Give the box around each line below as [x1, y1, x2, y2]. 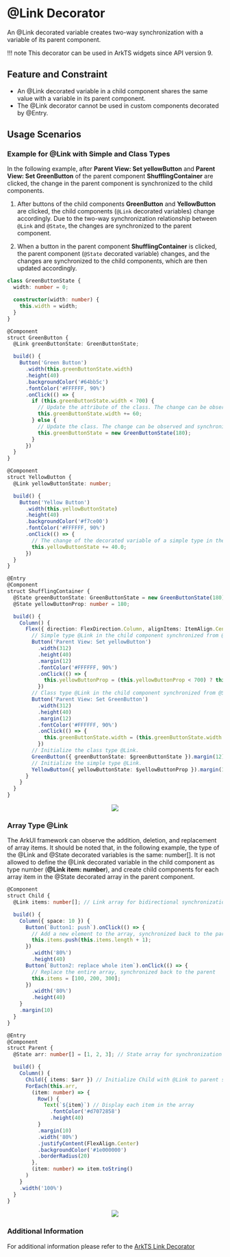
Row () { [37, 1095, 60, 1103]
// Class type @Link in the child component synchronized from [31, 690, 216, 696]
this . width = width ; [19, 303, 78, 310]
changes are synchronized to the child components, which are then [16, 257, 207, 266]
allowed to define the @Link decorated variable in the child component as [7, 858, 215, 867]
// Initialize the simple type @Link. [31, 760, 142, 766]
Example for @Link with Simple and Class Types [7, 150, 170, 159]
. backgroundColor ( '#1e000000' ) [37, 1147, 127, 1153]
